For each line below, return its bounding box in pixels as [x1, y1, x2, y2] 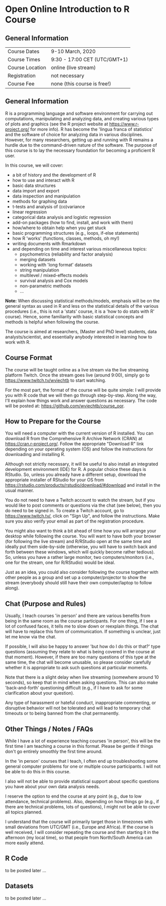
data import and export [12, 187, 59, 193]
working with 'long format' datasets [19, 262, 93, 268]
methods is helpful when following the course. [5, 319, 100, 325]
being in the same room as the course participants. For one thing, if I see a [5, 618, 157, 624]
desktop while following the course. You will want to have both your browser [5, 533, 161, 539]
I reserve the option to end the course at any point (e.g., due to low [5, 793, 142, 799]
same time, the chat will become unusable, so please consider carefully [5, 659, 151, 665]
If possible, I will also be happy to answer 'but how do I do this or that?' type [5, 643, 161, 649]
